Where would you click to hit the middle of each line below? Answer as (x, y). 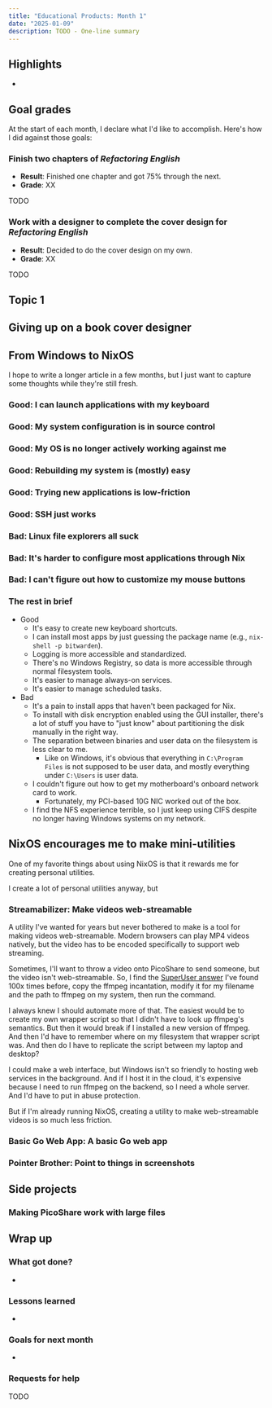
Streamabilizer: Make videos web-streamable (100, 909)
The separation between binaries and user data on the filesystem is (145, 740)
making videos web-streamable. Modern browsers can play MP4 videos (129, 935)
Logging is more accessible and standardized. (109, 653)
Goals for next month (51, 1340)
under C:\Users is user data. (91, 775)
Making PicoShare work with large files (87, 1212)
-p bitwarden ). (78, 645)
